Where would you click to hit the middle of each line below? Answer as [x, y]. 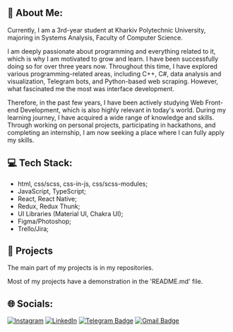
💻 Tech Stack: [40, 163]
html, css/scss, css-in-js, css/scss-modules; [83, 184]
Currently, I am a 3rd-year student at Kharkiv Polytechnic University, [107, 30]
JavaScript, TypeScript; [52, 191]
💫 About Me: [35, 13]
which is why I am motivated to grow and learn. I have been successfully [113, 59]
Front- [214, 102]
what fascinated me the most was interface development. [91, 88]
